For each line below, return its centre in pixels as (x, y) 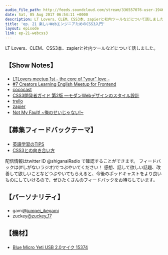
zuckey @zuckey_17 (32, 216)
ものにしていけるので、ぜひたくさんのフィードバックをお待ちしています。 (81, 180)
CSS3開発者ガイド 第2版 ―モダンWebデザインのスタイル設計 (76, 95)
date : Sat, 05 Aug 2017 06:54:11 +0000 (47, 15)
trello (18, 101)
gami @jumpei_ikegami (35, 211)
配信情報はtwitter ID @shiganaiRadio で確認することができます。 (72, 161)
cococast (22, 90)
